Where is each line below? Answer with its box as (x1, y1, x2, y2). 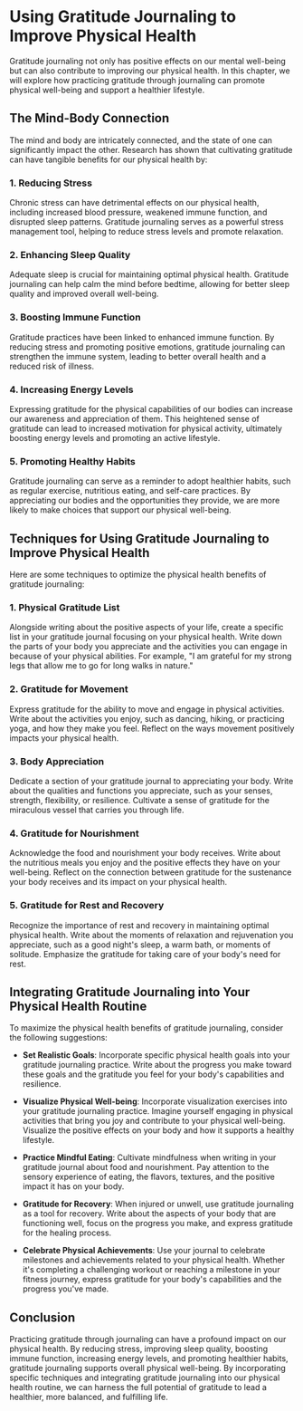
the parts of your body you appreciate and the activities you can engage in (9, 641, 288, 652)
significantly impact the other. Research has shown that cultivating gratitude (9, 144, 293, 155)
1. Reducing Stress (9, 177, 93, 189)
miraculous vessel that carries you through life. (9, 804, 185, 815)
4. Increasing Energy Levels (9, 383, 134, 396)
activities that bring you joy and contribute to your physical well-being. (22, 1116, 286, 1127)
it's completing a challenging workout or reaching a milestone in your (22, 1264, 280, 1275)
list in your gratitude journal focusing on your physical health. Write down (9, 631, 282, 642)
